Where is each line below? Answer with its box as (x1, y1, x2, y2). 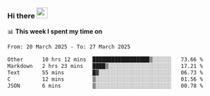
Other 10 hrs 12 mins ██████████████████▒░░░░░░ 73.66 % (7, 56, 203, 63)
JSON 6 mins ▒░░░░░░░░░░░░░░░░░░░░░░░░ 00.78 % (7, 82, 203, 89)
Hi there (7, 11, 35, 20)
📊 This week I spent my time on (7, 27, 103, 36)
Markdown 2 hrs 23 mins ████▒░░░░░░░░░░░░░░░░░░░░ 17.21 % (7, 63, 203, 70)
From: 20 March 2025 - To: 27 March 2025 (7, 43, 131, 50)
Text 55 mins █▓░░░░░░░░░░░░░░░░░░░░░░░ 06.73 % (7, 69, 203, 76)
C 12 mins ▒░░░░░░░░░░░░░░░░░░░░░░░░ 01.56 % (7, 76, 203, 83)
